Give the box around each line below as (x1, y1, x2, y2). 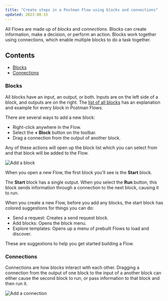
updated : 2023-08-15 (5, 12, 49, 17)
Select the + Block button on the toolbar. (12, 129, 97, 135)
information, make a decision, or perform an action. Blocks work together (5, 31, 156, 37)
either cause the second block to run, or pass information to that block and (5, 275, 160, 281)
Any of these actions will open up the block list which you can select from (5, 144, 157, 150)
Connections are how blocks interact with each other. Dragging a (5, 264, 139, 270)
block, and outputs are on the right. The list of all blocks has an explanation (5, 99, 160, 105)
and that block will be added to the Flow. (5, 149, 89, 156)
